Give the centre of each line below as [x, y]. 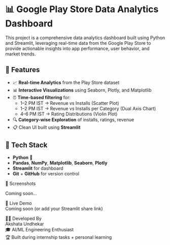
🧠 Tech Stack [26, 145]
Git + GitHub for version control [46, 173]
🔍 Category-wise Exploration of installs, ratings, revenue [73, 119]
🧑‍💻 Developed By [24, 218]
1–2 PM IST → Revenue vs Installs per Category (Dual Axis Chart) [88, 108]
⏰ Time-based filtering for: [42, 97]
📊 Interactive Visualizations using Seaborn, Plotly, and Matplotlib [82, 90]
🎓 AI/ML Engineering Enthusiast [40, 229]
